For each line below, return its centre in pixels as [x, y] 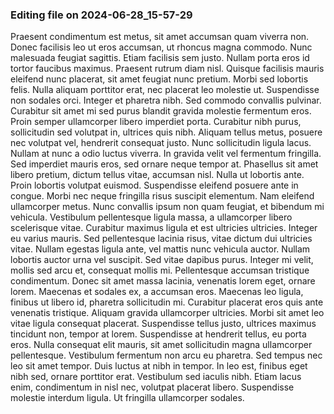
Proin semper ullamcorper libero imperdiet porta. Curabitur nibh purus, [156, 122]
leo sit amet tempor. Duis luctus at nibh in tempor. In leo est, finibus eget [159, 366]
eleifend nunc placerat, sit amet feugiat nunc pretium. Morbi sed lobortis [159, 79]
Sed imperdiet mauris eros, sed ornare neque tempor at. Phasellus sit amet [164, 164]
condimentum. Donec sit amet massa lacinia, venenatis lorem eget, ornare [163, 281]
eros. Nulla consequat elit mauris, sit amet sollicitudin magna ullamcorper [161, 345]
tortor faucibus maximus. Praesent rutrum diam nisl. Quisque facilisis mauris [167, 69]
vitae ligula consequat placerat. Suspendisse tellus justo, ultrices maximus [163, 324]
